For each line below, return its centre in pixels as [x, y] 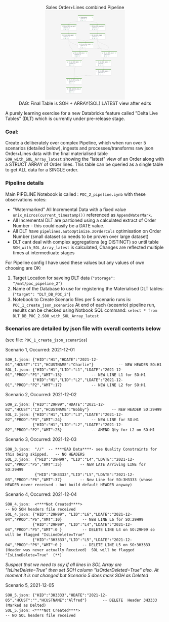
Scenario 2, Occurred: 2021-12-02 [41, 394]
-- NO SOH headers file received [40, 509]
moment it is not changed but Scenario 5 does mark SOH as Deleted [77, 575]
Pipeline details [25, 183]
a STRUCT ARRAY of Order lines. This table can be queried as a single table [84, 164]
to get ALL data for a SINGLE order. [42, 170]
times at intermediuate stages [44, 253]
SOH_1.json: [18, 360]
